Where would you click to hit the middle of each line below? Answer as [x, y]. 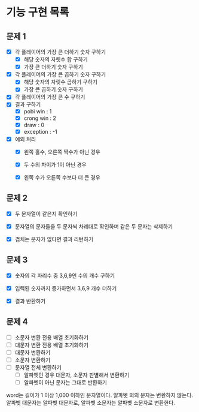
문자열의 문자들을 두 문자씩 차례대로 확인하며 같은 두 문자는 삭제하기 [94, 226]
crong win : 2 [40, 118]
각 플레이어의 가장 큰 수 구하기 [50, 97]
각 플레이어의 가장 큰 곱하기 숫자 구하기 [60, 74]
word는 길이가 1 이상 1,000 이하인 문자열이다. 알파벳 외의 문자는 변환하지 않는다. [99, 395]
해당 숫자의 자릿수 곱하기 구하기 [60, 82]
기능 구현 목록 [38, 12]
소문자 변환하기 [33, 360]
